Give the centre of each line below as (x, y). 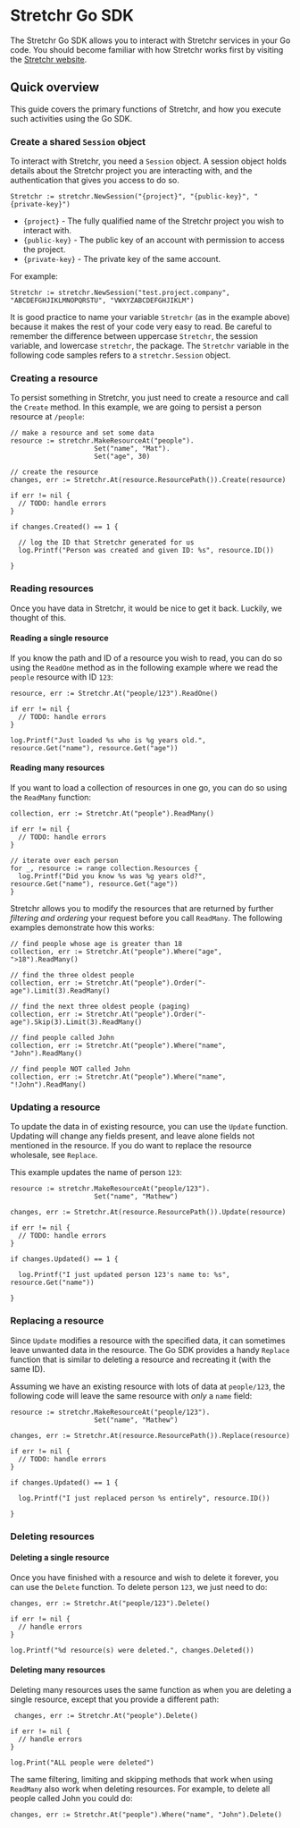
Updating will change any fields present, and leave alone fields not (133, 1136)
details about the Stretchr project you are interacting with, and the (131, 171)
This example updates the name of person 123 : (96, 1172)
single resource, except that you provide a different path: (115, 1699)
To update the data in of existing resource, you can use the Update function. (149, 1127)
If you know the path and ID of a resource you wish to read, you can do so (146, 657)
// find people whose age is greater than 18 (96, 944)
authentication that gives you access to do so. (95, 181)
